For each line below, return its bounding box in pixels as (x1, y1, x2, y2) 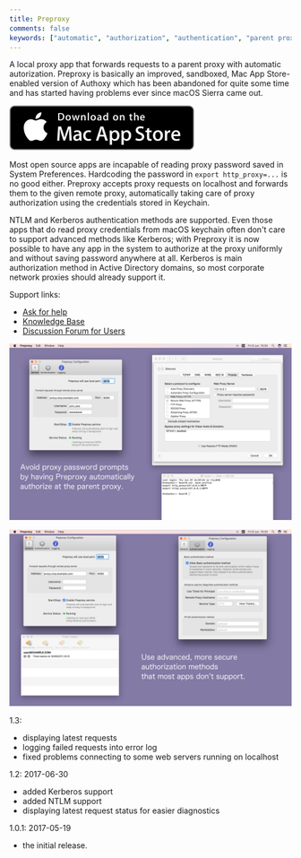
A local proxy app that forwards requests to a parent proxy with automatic (9, 59, 282, 70)
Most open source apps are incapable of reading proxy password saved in (9, 160, 284, 170)
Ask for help (21, 307, 68, 317)
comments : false (9, 23, 70, 33)
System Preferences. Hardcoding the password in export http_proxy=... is (9, 169, 288, 179)
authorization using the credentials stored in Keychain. (9, 197, 211, 208)
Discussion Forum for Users (21, 325, 125, 336)
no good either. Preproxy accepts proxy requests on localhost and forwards (9, 178, 288, 189)
